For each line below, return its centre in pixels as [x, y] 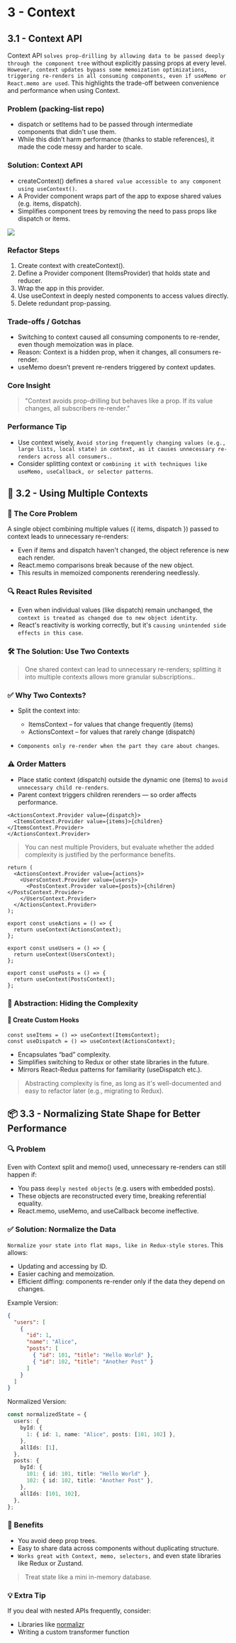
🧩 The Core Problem [43, 513]
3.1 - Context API [45, 39]
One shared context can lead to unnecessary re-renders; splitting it [123, 669]
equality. [30, 1203]
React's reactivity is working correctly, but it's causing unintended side [122, 625]
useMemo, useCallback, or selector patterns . [85, 471]
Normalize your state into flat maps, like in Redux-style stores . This [116, 1244]
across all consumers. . [78, 456]
